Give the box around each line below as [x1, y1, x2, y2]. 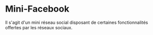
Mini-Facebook [5, 3, 70, 15]
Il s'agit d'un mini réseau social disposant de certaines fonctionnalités [5, 19, 149, 25]
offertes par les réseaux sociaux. [5, 24, 73, 30]
